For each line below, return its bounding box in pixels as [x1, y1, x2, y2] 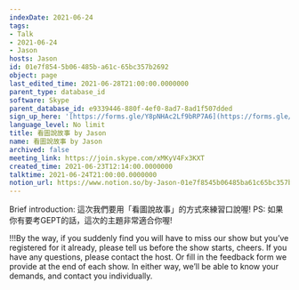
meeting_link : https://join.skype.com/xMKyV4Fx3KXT [9, 153, 205, 163]
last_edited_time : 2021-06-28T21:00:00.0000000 [9, 79, 190, 88]
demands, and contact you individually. [9, 270, 153, 281]
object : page [9, 71, 58, 80]
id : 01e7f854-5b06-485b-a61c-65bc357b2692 [9, 63, 169, 72]
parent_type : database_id [9, 87, 105, 96]
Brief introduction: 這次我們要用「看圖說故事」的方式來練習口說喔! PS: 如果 [9, 204, 284, 214]
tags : [9, 21, 29, 30]
